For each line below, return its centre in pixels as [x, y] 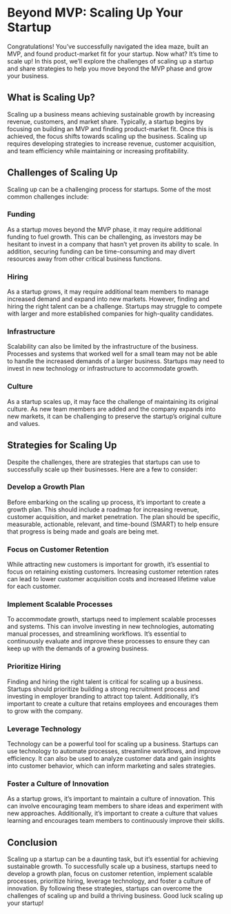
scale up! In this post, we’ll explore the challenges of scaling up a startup [110, 61]
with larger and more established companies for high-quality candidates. [110, 314]
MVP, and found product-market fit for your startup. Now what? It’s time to [113, 54]
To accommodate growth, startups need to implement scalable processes [112, 619]
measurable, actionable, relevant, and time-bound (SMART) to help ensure [113, 524]
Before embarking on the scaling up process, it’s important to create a [106, 502]
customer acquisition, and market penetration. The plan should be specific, [114, 516]
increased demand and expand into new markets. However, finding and [109, 299]
